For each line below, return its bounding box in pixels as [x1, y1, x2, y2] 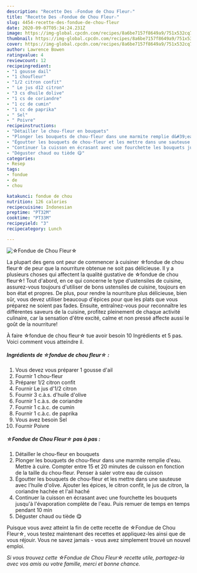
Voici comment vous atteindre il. [6, 338, 84, 345]
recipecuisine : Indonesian [6, 204, 72, 210]
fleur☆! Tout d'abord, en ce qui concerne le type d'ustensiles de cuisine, [6, 277, 182, 284]
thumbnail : [6, 36, 33, 42]
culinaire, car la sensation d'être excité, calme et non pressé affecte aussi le [6, 314, 189, 321]
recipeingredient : [6, 63, 51, 69]
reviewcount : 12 [6, 57, 46, 63]
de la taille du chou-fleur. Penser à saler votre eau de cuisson [15, 469, 163, 476]
